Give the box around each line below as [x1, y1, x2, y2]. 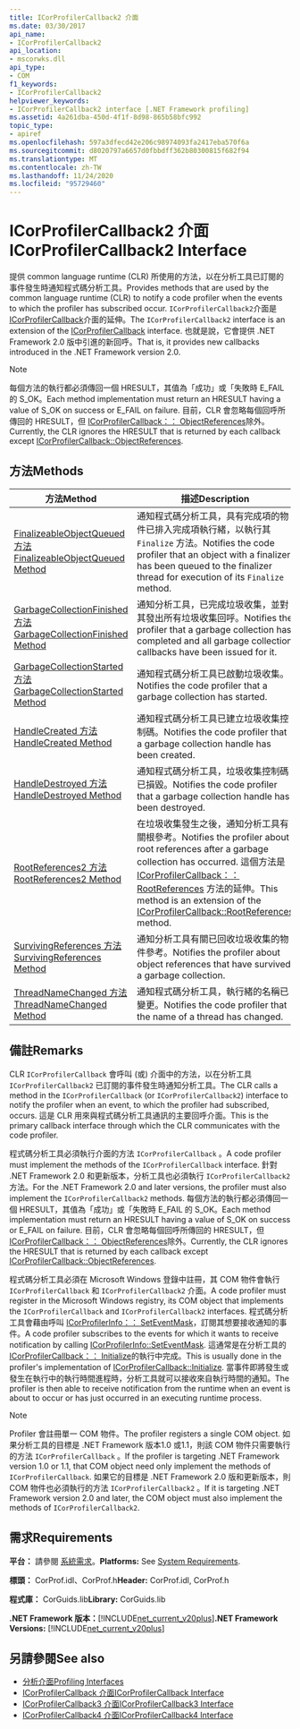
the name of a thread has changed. [137, 1010, 284, 1023]
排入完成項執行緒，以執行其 [154, 523, 271, 535]
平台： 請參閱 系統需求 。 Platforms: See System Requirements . [9, 1555, 241, 1566]
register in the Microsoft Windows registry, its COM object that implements [9, 1295, 284, 1306]
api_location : [9, 47, 62, 55]
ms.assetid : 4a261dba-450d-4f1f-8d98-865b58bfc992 [9, 113, 202, 122]
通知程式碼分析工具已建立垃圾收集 [137, 712, 280, 725]
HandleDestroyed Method [13, 788, 122, 801]
